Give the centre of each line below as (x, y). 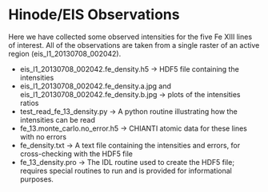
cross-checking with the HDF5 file (76, 154)
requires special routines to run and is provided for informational (126, 170)
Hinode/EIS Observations (94, 15)
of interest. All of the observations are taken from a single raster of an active (134, 45)
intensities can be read (58, 120)
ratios (29, 103)
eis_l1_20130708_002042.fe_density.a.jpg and (96, 86)
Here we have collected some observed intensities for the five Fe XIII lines (130, 37)
